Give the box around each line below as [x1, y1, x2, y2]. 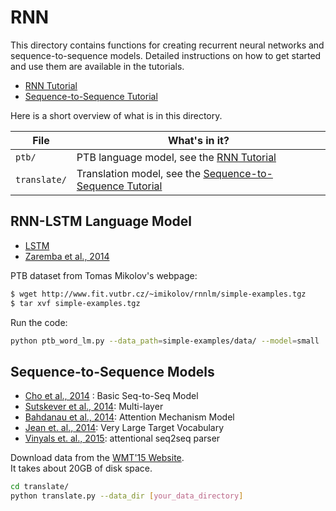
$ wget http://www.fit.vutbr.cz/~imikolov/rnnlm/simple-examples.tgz [10, 289, 307, 299]
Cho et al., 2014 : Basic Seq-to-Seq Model [24, 390, 199, 402]
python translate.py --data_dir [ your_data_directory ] [10, 491, 244, 501]
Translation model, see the [76, 166, 202, 180]
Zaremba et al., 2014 [24, 250, 110, 262]
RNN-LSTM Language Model [10, 213, 192, 230]
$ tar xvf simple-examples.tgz [10, 298, 141, 308]
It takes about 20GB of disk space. [10, 462, 153, 475]
